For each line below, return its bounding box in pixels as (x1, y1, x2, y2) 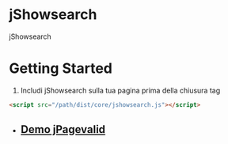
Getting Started (9, 59, 113, 78)
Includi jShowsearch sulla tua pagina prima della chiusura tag (20, 85, 221, 95)
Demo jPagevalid (20, 123, 106, 136)
